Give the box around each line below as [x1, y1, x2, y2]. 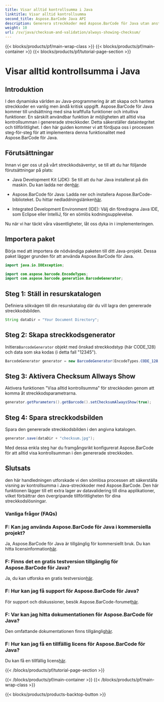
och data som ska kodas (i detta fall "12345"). [5, 349, 97, 355]
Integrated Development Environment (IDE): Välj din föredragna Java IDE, [12, 206, 159, 212]
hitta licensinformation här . [5, 546, 58, 552]
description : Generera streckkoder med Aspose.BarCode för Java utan [5, 21, 150, 26]
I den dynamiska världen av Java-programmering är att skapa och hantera [5, 99, 155, 104]
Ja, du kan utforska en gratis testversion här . [5, 576, 94, 581]
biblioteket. [12, 197, 35, 202]
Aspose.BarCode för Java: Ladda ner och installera [12, 191, 115, 197]
